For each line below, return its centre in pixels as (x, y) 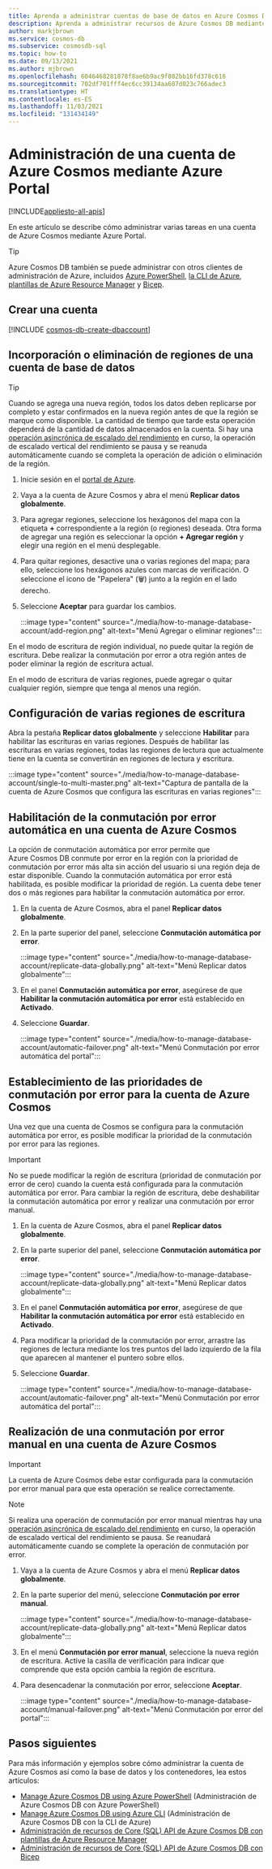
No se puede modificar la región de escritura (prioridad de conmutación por (135, 1175)
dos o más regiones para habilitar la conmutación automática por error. (127, 893)
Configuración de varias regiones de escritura (127, 713)
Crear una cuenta (53, 310)
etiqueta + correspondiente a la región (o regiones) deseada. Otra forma (140, 528)
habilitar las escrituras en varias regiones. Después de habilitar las (119, 742)
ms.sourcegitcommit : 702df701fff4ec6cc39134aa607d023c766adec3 (117, 84)
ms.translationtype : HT (49, 91)
